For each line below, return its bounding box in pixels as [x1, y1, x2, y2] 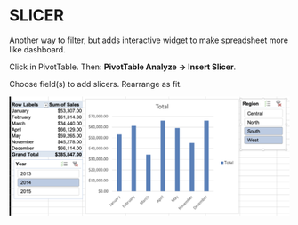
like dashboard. [9, 44, 66, 54]
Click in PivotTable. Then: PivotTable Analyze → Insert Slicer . [9, 61, 237, 72]
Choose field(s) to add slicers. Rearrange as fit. [9, 78, 182, 89]
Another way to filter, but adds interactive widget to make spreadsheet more [9, 35, 289, 45]
